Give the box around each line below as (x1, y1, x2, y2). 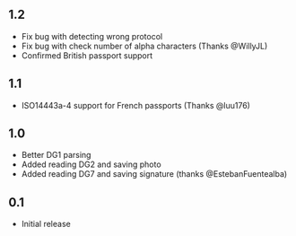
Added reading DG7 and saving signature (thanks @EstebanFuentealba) (21, 169, 288, 179)
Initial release (21, 219, 71, 230)
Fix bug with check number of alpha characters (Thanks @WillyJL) (21, 40, 268, 51)
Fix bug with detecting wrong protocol (21, 31, 163, 41)
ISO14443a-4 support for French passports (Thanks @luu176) (21, 100, 250, 110)
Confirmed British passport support (21, 49, 153, 61)
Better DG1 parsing (21, 150, 91, 161)
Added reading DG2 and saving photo (21, 159, 162, 170)
